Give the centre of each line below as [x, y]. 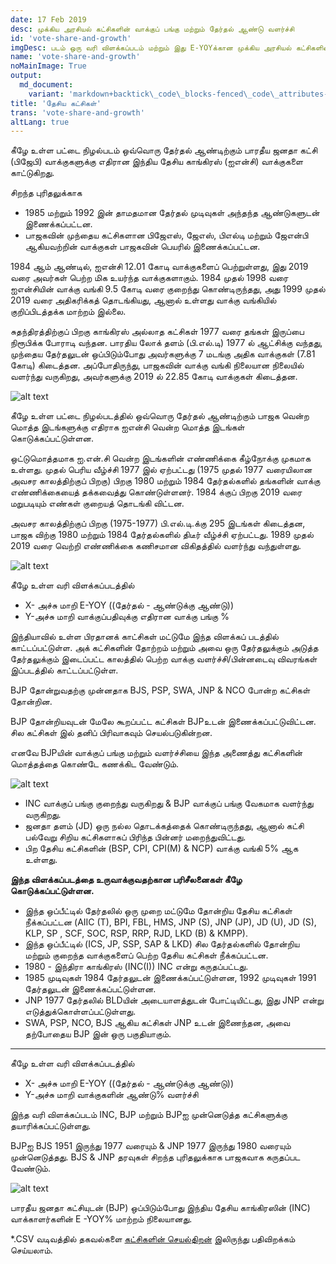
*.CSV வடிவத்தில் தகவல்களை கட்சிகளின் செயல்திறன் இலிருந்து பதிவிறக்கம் [153, 1239]
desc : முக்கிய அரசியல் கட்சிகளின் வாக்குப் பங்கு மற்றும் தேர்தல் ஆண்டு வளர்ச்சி [152, 29]
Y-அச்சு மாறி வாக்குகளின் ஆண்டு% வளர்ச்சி [111, 1095]
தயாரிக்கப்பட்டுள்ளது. [51, 1126]
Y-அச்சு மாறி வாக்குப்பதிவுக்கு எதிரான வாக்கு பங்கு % [127, 617]
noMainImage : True [48, 66]
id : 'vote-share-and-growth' [71, 38]
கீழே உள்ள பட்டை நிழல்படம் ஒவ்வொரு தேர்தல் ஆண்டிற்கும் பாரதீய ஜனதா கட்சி [164, 150]
